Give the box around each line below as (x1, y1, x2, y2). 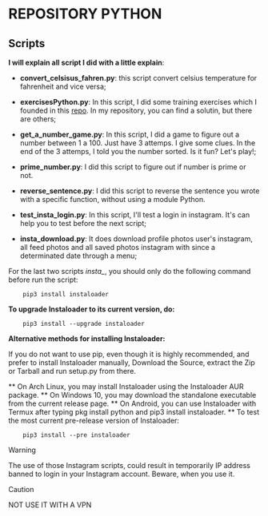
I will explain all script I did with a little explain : (8, 58, 165, 67)
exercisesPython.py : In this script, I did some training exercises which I (19, 97, 258, 106)
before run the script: (8, 275, 78, 284)
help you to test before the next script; (19, 219, 146, 228)
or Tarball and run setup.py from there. (8, 367, 136, 375)
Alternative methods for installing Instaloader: (8, 334, 166, 343)
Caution (8, 485, 34, 494)
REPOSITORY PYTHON (8, 5, 162, 23)
